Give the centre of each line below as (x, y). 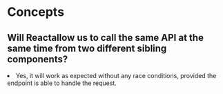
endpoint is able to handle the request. (62, 83)
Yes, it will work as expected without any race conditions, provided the (116, 76)
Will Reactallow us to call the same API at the (105, 38)
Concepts (36, 12)
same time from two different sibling (87, 48)
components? (38, 59)
